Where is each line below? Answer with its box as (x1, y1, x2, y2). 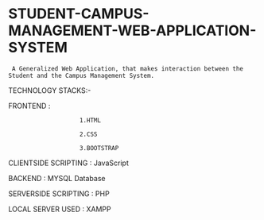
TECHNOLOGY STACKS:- (8, 85, 91, 95)
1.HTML (79, 116, 102, 124)
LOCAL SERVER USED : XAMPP (8, 204, 111, 214)
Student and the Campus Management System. (8, 71, 155, 79)
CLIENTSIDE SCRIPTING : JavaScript (8, 158, 129, 168)
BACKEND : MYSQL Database (8, 173, 106, 183)
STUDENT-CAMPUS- (8, 5, 149, 23)
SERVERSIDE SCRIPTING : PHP (8, 188, 110, 199)
